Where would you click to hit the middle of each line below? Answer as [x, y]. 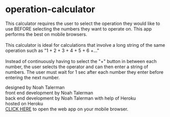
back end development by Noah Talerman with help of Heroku [71, 98]
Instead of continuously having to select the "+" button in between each [81, 61]
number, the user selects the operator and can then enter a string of [77, 67]
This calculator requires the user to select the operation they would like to [83, 23]
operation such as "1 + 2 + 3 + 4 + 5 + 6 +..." [52, 50]
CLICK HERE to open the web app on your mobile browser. [67, 109]
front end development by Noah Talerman [49, 93]
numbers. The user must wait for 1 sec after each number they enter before [84, 72]
